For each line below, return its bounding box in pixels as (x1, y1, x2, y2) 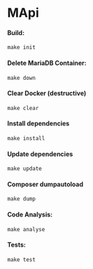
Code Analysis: (7, 210, 53, 219)
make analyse (7, 226, 45, 233)
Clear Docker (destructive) (7, 89, 87, 97)
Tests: (7, 240, 26, 249)
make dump (7, 195, 36, 202)
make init (7, 44, 36, 51)
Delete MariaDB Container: (7, 58, 87, 67)
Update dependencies (7, 149, 73, 158)
